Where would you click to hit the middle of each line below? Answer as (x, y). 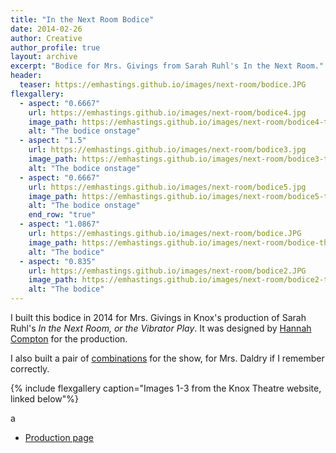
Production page (59, 437)
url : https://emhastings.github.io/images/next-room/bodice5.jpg (167, 187)
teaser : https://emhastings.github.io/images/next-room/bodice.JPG (163, 85)
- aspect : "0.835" (58, 261)
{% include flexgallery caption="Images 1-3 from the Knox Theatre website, (166, 388)
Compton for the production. (69, 339)
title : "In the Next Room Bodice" (82, 19)
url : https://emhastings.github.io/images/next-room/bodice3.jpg (167, 150)
